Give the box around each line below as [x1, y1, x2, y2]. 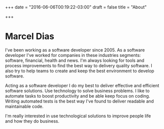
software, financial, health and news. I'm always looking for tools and [5, 57, 144, 63]
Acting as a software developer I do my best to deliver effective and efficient [5, 82, 160, 88]
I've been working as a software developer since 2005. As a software [5, 47, 145, 53]
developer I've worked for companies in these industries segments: [5, 52, 141, 58]
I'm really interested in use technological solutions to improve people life [5, 113, 151, 119]
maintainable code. [5, 103, 44, 109]
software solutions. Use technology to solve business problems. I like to [5, 88, 150, 94]
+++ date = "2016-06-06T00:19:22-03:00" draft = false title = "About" [5, 4, 147, 10]
